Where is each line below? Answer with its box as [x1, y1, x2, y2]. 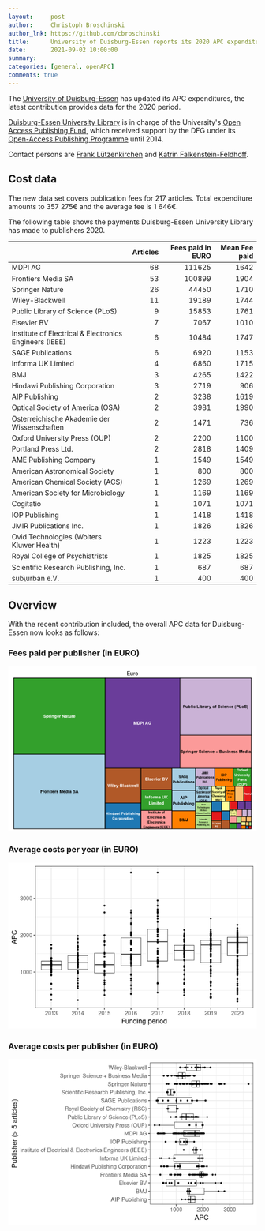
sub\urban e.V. [11, 573, 60, 583]
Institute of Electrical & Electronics [11, 328, 123, 338]
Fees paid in [170, 243, 211, 253]
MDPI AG [11, 263, 41, 272]
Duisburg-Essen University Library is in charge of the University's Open [8, 117, 241, 126]
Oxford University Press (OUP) [11, 433, 112, 442]
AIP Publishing [11, 392, 59, 402]
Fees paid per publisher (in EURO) [8, 647, 140, 659]
